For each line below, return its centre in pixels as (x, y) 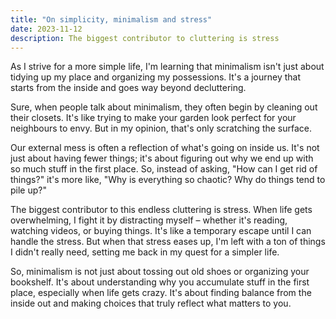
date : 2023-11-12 (46, 29)
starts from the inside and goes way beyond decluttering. (128, 88)
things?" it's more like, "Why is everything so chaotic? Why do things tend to (168, 180)
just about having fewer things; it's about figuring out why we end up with (162, 158)
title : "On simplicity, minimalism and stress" (111, 19)
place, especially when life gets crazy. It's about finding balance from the (161, 293)
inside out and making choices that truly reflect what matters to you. (151, 303)
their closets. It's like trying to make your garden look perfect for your (153, 118)
